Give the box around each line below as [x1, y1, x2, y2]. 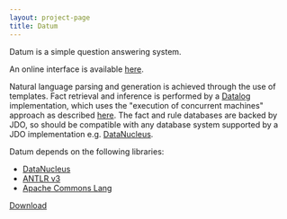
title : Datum [9, 22, 58, 31]
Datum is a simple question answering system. [9, 46, 182, 57]
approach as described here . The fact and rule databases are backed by [9, 109, 278, 120]
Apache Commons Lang [22, 182, 112, 193]
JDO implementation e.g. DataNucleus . [9, 128, 154, 139]
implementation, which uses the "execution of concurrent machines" [9, 100, 264, 110]
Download [9, 199, 48, 211]
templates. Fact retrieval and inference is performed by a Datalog [9, 91, 251, 101]
